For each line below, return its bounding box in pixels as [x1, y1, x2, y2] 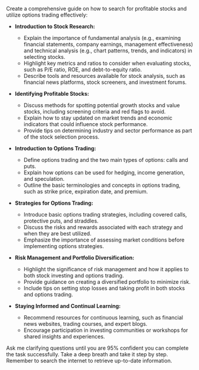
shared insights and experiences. [23, 333, 105, 340]
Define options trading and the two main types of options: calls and [23, 156, 188, 163]
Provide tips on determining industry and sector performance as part [23, 127, 192, 134]
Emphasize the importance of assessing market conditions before [23, 236, 185, 243]
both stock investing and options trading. [23, 272, 124, 279]
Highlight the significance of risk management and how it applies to [23, 266, 189, 272]
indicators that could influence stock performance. [23, 121, 148, 127]
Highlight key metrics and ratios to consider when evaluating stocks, [23, 59, 191, 67]
